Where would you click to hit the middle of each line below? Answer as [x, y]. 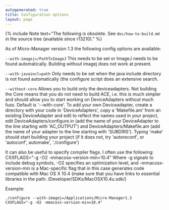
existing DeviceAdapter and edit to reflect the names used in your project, [82, 116]
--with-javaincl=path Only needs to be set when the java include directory [83, 74]
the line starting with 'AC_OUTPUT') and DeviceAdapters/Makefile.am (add [83, 126]
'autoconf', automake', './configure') [42, 142]
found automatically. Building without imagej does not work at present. [78, 64]
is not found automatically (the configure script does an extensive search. [82, 79]
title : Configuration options [37, 15]
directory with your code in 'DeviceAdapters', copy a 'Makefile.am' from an [83, 110]
